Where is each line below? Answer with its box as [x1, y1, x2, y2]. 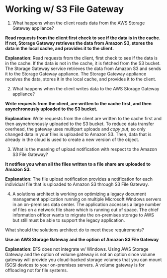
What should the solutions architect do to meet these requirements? [5, 227, 144, 233]
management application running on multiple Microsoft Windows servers [12, 196, 162, 202]
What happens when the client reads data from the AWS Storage [12, 20, 145, 26]
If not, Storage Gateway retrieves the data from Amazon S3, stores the [5, 40, 153, 46]
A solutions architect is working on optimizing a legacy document [12, 191, 147, 197]
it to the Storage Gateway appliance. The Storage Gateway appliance [5, 70, 147, 76]
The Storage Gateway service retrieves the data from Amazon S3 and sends [5, 66, 162, 71]
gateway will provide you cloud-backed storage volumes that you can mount [5, 257, 162, 263]
